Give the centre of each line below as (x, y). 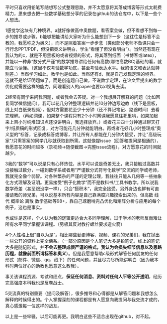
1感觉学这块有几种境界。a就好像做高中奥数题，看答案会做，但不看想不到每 (81, 30)
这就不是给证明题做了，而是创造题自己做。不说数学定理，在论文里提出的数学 (83, 80)
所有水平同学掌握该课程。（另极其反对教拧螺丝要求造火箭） (65, 224)
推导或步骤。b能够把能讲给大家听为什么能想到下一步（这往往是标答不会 (87, 37)
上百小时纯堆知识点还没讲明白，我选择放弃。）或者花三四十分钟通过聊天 (82, 122)
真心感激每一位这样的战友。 (34, 306)
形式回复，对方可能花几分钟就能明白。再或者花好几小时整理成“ (93, 128)
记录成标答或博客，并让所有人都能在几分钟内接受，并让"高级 (95, 134)
